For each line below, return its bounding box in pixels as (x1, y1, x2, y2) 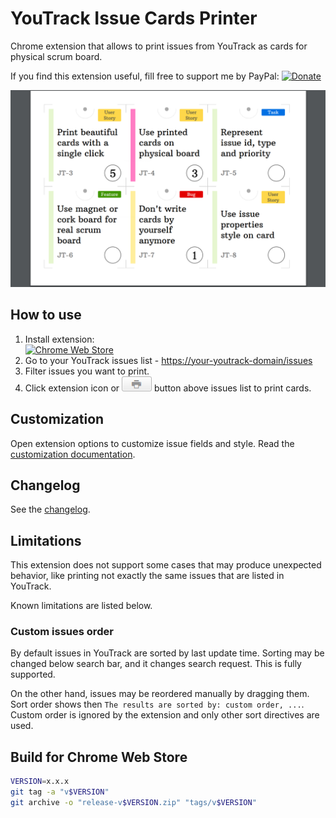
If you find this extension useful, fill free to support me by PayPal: (10, 70, 280, 82)
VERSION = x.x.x (10, 777, 70, 787)
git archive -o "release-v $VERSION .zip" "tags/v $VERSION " (10, 798, 257, 808)
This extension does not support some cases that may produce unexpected (10, 559, 322, 571)
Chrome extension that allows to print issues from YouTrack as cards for (10, 40, 308, 52)
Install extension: (24, 333, 95, 345)
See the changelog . (10, 503, 91, 516)
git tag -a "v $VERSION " (10, 787, 110, 797)
